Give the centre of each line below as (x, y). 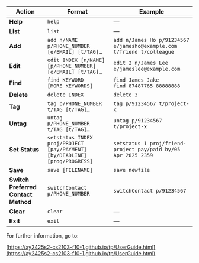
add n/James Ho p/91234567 (151, 40)
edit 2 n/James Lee (141, 63)
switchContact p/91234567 (150, 191)
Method (20, 202)
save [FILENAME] (70, 170)
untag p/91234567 (138, 121)
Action (25, 12)
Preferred (23, 187)
